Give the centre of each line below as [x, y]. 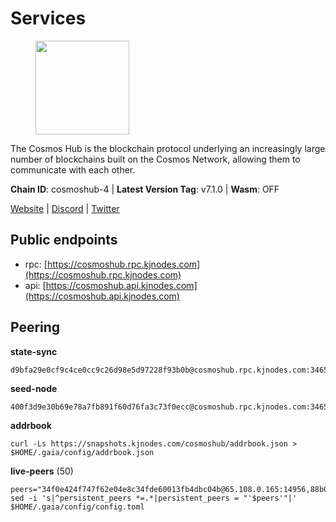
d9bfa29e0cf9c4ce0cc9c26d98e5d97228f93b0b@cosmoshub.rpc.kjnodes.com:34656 [171, 370]
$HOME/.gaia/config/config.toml [77, 507]
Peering [35, 327]
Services [48, 18]
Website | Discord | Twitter [65, 208]
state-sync [34, 351]
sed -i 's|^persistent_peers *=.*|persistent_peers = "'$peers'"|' [154, 498]
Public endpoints [64, 240]
